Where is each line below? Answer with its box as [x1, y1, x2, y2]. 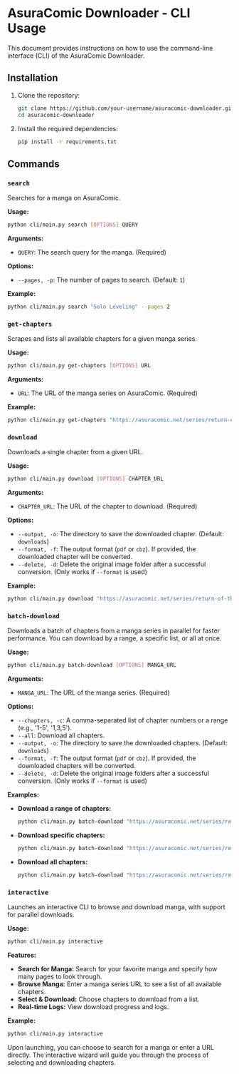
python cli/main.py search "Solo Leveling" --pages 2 [7, 303, 171, 310]
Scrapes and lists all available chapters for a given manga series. [7, 334, 198, 343]
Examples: [7, 790, 39, 799]
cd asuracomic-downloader [17, 111, 95, 118]
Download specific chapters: [17, 831, 105, 839]
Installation [7, 72, 58, 84]
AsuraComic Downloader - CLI [7, 5, 191, 21]
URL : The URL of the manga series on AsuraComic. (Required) [17, 389, 198, 397]
